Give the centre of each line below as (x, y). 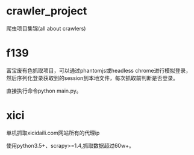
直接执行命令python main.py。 (44, 91)
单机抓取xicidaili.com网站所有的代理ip (53, 133)
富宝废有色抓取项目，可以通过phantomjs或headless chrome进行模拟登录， (99, 70)
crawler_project (47, 11)
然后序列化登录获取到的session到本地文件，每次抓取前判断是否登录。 (92, 78)
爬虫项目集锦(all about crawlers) (46, 28)
